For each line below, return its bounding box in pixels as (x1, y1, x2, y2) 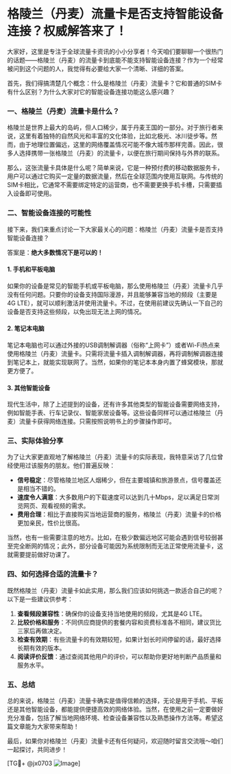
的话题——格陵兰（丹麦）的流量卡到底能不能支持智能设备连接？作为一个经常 (7, 56, 223, 64)
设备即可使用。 (12, 189, 56, 197)
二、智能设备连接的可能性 (7, 208, 92, 218)
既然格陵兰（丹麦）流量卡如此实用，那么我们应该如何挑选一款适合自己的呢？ (7, 586, 223, 594)
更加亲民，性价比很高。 (16, 519, 84, 527)
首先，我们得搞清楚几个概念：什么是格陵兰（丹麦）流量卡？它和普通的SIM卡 (7, 79, 223, 87)
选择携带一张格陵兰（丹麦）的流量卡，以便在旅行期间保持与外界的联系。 (19, 149, 223, 158)
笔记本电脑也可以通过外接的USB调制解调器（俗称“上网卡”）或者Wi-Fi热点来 (7, 341, 221, 349)
